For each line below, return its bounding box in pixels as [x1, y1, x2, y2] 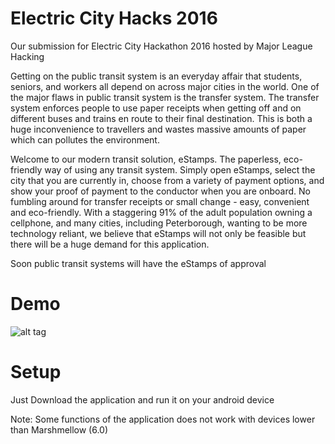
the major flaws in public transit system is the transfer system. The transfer [10, 91, 320, 103]
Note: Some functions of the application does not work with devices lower [10, 413, 316, 425]
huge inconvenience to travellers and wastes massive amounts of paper [10, 123, 307, 135]
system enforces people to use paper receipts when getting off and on [10, 102, 302, 114]
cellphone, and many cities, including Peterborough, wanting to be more [10, 217, 308, 229]
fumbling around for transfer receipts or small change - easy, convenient [10, 195, 310, 207]
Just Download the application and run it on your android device [10, 393, 275, 406]
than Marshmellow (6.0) [10, 423, 109, 436]
